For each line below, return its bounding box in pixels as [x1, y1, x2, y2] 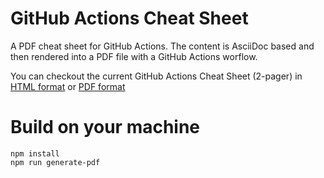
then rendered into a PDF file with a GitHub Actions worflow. [10, 50, 258, 62]
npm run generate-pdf [10, 157, 101, 167]
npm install [10, 148, 60, 159]
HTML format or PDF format [10, 80, 126, 92]
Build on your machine [10, 116, 201, 139]
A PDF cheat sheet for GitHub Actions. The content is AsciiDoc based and [10, 40, 315, 52]
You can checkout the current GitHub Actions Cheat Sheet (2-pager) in [10, 70, 303, 82]
